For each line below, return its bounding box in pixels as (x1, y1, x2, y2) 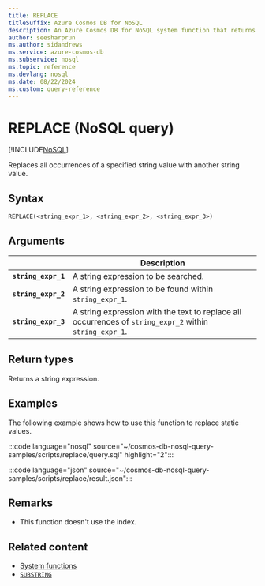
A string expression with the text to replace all (72, 306, 242, 317)
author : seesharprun (8, 33, 77, 42)
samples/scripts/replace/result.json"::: (8, 473, 132, 483)
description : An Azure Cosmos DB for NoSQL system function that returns (8, 26, 256, 34)
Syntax (8, 191, 44, 205)
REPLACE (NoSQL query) (8, 119, 175, 137)
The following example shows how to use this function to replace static (8, 418, 239, 427)
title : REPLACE (8, 11, 58, 20)
